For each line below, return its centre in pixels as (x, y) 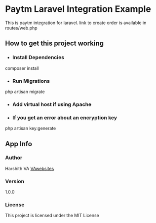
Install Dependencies (38, 58)
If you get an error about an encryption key (65, 118)
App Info (19, 144)
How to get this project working (55, 44)
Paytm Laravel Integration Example (78, 9)
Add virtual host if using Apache (52, 104)
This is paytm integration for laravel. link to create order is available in (76, 23)
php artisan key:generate (31, 128)
